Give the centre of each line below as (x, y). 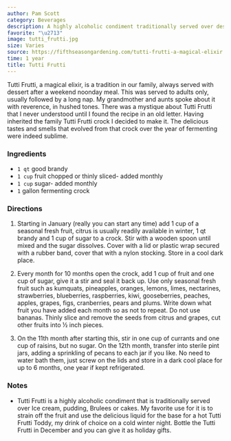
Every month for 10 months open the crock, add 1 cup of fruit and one (115, 274)
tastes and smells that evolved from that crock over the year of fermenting (112, 128)
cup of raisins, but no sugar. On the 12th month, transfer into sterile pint (118, 346)
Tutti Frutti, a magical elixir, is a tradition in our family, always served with (111, 84)
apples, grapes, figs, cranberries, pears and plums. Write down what (114, 303)
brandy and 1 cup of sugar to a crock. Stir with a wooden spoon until (114, 238)
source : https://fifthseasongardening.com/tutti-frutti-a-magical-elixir (115, 52)
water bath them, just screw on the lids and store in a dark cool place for (120, 360)
